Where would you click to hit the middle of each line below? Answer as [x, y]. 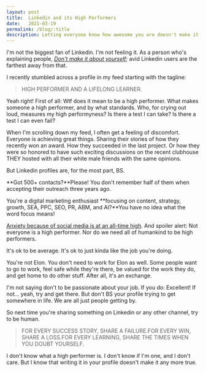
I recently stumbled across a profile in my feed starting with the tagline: [96, 77]
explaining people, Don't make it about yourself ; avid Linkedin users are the [102, 59]
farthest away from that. [37, 66]
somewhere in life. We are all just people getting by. [71, 301]
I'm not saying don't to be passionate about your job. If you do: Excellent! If [101, 288]
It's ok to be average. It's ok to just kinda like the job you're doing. [90, 251]
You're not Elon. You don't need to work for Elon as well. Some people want [102, 263]
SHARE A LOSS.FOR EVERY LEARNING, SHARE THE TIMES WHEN [105, 338]
